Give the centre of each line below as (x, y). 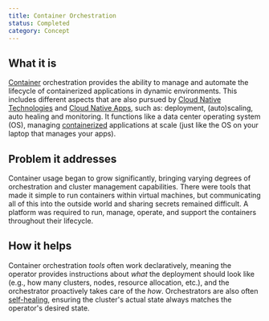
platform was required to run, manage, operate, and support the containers (132, 212)
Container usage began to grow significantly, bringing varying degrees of (130, 178)
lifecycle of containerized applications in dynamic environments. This (123, 91)
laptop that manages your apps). (62, 134)
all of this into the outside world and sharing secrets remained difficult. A (128, 204)
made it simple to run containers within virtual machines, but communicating (134, 195)
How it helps (40, 246)
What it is (33, 63)
